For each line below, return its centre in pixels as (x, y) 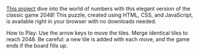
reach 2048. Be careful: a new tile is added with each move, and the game (98, 39)
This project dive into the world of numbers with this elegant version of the (98, 9)
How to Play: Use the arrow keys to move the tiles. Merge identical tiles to (97, 33)
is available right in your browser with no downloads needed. (82, 21)
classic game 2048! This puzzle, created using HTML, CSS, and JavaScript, (100, 15)
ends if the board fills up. (37, 45)
